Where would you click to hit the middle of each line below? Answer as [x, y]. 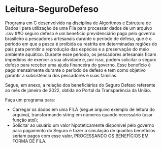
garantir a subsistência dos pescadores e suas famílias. [61, 75]
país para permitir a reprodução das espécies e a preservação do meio [77, 49]
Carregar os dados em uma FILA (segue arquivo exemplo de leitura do [83, 109]
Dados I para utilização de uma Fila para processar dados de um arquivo [79, 28]
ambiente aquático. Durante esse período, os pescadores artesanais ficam [81, 54]
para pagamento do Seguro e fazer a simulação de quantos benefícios [84, 130]
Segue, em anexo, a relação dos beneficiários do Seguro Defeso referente [80, 85]
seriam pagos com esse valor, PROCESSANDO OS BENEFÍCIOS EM [80, 136]
